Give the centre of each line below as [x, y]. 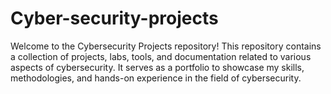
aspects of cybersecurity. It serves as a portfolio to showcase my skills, [157, 67]
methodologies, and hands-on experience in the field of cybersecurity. [156, 78]
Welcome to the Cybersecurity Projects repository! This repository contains [166, 46]
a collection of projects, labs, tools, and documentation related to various [161, 56]
